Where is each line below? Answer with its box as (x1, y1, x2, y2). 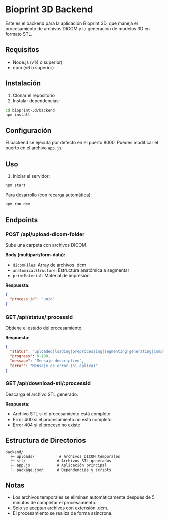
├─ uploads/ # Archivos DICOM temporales (10, 454, 121, 459)
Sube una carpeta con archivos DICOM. (5, 242, 88, 248)
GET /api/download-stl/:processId (5, 380, 91, 387)
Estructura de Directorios (5, 436, 87, 445)
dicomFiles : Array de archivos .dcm (12, 262, 87, 268)
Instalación (5, 79, 41, 88)
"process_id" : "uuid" (10, 297, 55, 302)
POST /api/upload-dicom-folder (5, 231, 85, 238)
